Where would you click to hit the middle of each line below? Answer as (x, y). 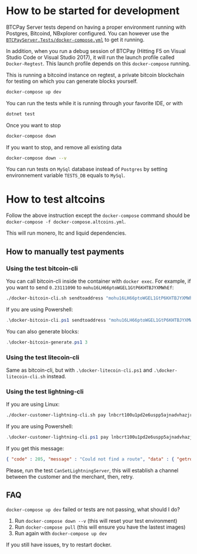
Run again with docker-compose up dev (61, 533)
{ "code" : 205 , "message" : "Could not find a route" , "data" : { (90, 459)
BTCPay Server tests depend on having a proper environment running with (96, 27)
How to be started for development (93, 11)
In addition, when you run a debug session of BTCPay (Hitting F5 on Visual (96, 51)
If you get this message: (35, 449)
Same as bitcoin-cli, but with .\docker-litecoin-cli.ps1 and (79, 370)
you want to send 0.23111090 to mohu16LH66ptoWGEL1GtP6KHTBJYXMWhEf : (90, 288)
